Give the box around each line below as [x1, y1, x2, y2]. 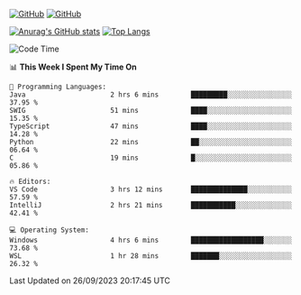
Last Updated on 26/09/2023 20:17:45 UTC [9, 275, 171, 286]
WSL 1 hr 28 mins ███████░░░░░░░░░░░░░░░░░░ [9, 252, 293, 261]
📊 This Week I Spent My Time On [9, 61, 137, 72]
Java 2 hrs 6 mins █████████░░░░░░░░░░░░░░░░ [9, 90, 293, 99]
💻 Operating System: [9, 226, 90, 235]
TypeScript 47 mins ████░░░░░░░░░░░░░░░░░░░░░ [9, 122, 293, 131]
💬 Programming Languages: [9, 82, 106, 91]
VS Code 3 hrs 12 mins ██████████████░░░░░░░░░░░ [9, 185, 293, 194]
